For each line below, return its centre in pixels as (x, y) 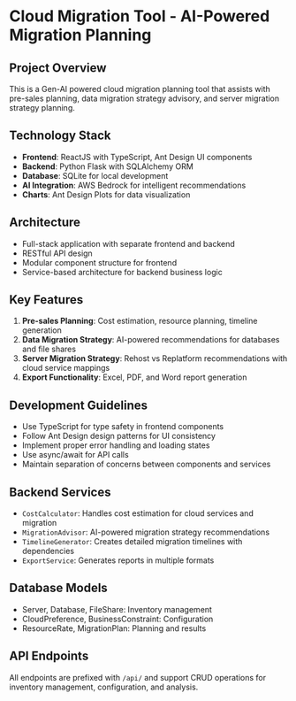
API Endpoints (49, 656)
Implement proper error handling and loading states (116, 445)
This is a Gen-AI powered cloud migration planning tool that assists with (140, 89)
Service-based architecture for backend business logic (122, 272)
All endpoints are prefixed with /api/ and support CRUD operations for (138, 677)
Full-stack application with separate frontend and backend (129, 243)
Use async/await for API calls (76, 455)
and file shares (49, 349)
